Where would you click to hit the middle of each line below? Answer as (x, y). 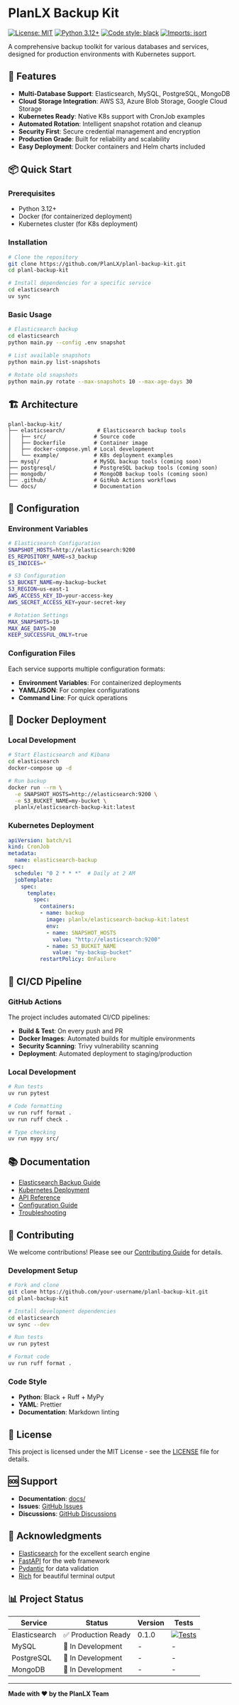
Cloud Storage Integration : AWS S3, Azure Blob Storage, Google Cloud (123, 101)
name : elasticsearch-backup (56, 860)
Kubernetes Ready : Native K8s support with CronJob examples (111, 116)
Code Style (28, 1382)
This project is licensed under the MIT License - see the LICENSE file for (113, 1452)
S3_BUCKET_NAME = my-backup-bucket (57, 583)
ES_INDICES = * (27, 563)
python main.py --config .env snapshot (67, 343)
